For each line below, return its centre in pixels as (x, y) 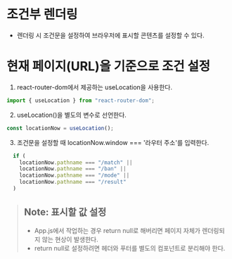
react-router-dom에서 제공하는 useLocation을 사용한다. (95, 87)
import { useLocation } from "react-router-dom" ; (81, 100)
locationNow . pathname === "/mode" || (75, 176)
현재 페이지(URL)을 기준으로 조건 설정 (108, 67)
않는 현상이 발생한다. (70, 239)
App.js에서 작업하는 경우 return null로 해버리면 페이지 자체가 (117, 230)
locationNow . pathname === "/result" (73, 182)
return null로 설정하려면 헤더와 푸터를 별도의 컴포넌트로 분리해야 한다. (130, 248)
